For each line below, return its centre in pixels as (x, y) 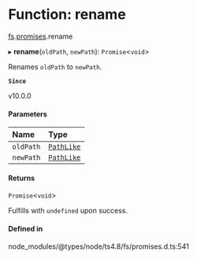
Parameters (28, 114)
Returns (22, 178)
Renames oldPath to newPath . (55, 67)
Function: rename (67, 15)
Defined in (26, 228)
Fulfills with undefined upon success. (68, 211)
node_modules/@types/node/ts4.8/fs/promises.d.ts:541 (98, 246)
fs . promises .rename (41, 36)
